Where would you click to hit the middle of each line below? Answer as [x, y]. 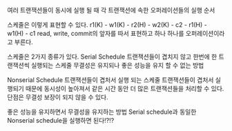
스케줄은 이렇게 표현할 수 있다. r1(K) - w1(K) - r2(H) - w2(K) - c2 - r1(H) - [107, 25]
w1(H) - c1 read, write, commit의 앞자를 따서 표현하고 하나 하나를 [96, 33]
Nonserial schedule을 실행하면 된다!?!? [61, 120]
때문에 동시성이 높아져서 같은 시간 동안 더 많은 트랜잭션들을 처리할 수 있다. [125, 89]
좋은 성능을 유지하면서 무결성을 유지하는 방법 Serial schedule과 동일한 [102, 112]
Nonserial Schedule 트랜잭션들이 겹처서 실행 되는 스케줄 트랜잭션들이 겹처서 [110, 80]
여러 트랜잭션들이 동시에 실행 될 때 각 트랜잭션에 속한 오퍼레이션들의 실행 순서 [111, 10]
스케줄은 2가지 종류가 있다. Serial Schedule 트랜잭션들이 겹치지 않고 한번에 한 [112, 57]
